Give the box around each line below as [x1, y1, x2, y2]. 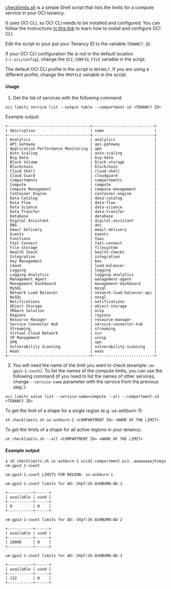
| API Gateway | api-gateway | [5, 141, 157, 147]
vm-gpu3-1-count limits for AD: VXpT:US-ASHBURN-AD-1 [5, 481, 123, 487]
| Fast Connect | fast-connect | [5, 241, 157, 246]
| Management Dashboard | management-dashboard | [5, 281, 157, 287]
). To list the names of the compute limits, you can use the [40, 368, 163, 374]
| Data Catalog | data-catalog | [5, 195, 157, 201]
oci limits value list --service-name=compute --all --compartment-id [5, 394, 159, 399]
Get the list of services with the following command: [12, 95, 123, 101]
